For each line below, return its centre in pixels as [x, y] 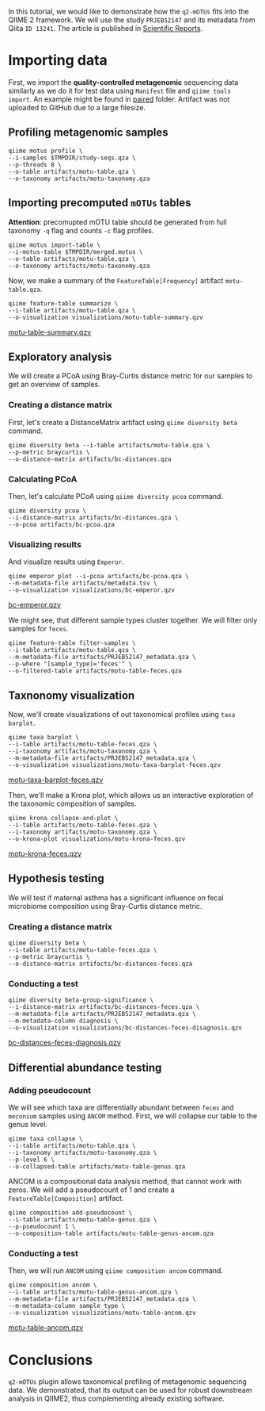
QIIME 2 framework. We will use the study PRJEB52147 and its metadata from [132, 20]
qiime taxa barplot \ [44, 738]
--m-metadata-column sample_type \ [67, 1306]
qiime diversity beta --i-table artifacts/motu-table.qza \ [110, 445]
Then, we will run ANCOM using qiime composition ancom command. [116, 1271]
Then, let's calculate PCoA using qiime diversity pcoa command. [116, 496]
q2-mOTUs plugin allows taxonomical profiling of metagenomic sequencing [127, 1382]
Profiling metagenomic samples [88, 133]
